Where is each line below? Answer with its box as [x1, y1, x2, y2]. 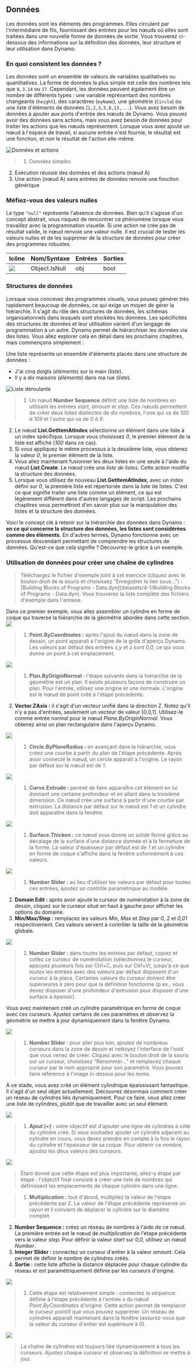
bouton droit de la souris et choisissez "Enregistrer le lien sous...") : [20, 578, 183, 585]
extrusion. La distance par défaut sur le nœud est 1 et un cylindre [29, 803, 186, 810]
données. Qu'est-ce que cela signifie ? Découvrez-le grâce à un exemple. [6, 544, 184, 551]
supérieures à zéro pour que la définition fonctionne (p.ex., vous [29, 980, 184, 988]
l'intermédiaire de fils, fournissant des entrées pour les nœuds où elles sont [6, 26, 188, 33]
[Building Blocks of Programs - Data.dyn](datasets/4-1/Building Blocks [20, 584, 191, 591]
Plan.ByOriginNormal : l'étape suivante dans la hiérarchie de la [29, 673, 183, 679]
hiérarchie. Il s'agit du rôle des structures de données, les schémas [6, 307, 168, 315]
